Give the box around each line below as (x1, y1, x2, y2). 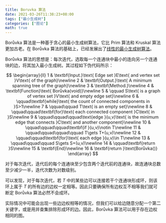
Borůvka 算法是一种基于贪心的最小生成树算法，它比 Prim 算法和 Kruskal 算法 (5, 40, 161, 46)
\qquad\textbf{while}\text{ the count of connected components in (16, 98, 150, 104)
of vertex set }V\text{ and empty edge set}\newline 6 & (27, 93, 139, 99)
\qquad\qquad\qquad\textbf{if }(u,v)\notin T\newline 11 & (25, 125, 141, 130)
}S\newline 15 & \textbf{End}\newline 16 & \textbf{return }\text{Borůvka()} (8, 146, 158, 152)
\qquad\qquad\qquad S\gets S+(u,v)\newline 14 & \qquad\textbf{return (10, 140, 156, 146)
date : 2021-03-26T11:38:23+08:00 (5, 12, 74, 17)
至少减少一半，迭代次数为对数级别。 (5, 167, 79, 173)
